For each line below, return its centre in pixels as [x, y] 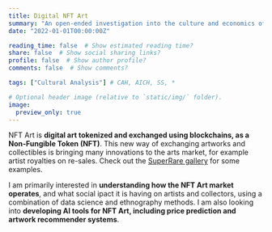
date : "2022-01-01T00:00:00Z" [59, 31]
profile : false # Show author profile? [78, 61]
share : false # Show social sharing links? [85, 53]
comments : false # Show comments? [68, 68]
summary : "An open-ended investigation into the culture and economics [132, 23]
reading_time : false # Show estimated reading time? [101, 45]
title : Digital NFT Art [49, 16]
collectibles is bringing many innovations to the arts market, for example [129, 152]
